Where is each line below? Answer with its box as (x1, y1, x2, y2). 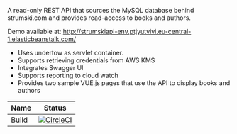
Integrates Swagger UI (17, 64, 84, 72)
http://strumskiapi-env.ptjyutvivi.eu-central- (62, 28, 192, 35)
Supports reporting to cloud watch (17, 71, 118, 79)
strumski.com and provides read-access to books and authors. (7, 13, 192, 22)
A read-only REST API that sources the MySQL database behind (7, 6, 194, 14)
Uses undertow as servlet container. (17, 49, 124, 57)
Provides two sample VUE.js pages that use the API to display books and (17, 79, 231, 87)
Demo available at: (7, 28, 62, 35)
